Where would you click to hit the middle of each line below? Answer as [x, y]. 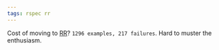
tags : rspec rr [29, 13]
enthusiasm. [24, 40]
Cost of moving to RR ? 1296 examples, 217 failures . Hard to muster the [109, 33]
